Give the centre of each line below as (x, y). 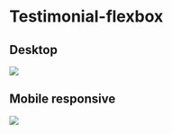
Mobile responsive (63, 99)
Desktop (34, 50)
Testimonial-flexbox (86, 17)
